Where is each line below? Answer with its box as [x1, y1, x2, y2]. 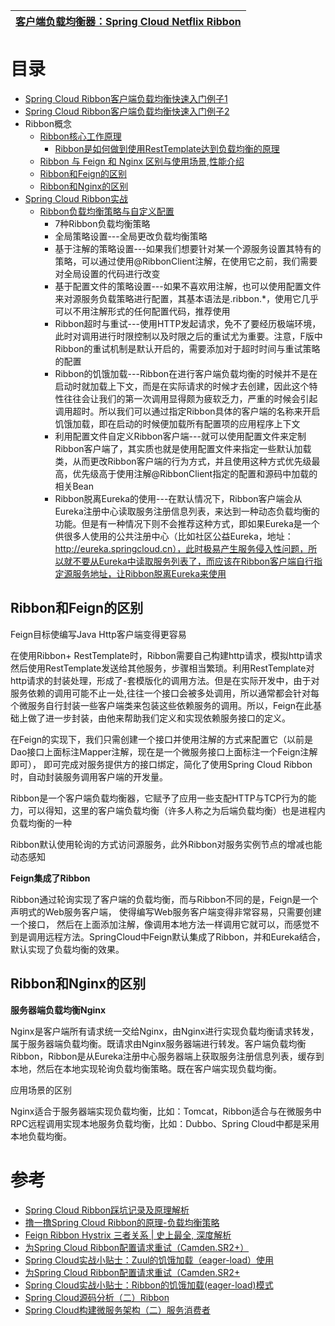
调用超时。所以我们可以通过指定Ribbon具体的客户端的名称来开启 [54, 405, 321, 417]
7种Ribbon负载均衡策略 [54, 217, 151, 229]
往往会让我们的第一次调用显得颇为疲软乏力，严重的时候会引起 [63, 392, 318, 404]
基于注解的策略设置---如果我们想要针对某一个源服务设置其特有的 [54, 242, 322, 254]
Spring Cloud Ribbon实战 [24, 192, 128, 204]
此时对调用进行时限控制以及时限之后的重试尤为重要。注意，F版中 [54, 330, 323, 342]
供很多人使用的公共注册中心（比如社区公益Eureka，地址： [54, 530, 294, 542]
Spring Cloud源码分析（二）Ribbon [24, 1291, 170, 1303]
